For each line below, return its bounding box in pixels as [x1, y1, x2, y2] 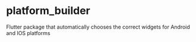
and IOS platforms [6, 29, 50, 36]
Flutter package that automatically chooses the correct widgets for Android [6, 23, 190, 30]
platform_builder [6, 4, 90, 17]
